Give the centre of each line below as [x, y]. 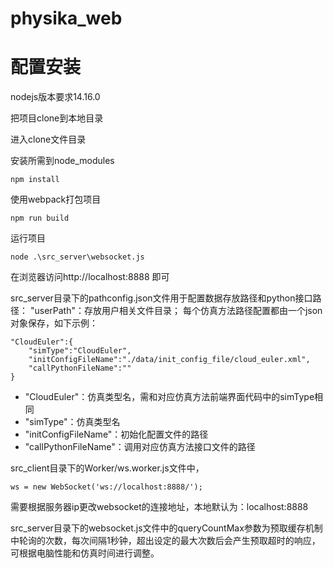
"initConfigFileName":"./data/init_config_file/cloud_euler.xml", [169, 360]
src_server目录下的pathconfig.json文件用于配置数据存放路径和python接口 [161, 298]
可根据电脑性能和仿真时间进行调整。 [85, 553]
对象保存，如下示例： [54, 323]
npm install [35, 180]
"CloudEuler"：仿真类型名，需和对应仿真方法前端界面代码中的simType [169, 397]
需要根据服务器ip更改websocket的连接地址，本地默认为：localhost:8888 [159, 507]
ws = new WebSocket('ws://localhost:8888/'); [106, 487]
